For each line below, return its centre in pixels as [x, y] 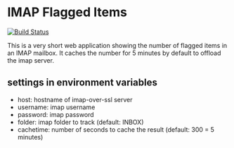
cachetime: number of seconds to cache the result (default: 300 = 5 [116, 129]
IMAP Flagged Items [67, 12]
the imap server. [31, 60]
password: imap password [56, 114]
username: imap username [56, 107]
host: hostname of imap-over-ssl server [75, 99]
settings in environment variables [83, 83]
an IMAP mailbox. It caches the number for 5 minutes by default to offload [114, 53]
